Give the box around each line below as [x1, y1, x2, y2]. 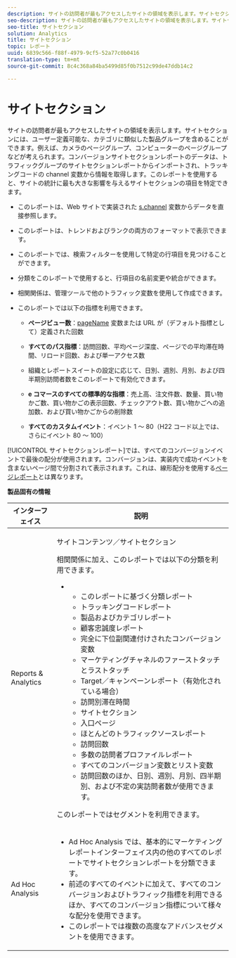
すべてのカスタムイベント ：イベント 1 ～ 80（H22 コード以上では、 [27, 422, 223, 430]
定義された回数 [40, 327, 84, 336]
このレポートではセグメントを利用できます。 [56, 810, 204, 819]
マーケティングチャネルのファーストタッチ [80, 655, 221, 665]
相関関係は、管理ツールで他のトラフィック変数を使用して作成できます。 [17, 288, 226, 297]
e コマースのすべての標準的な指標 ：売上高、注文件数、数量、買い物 [27, 390, 223, 398]
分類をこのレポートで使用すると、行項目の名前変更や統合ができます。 [17, 274, 220, 282]
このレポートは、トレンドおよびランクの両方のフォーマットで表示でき [17, 226, 221, 234]
